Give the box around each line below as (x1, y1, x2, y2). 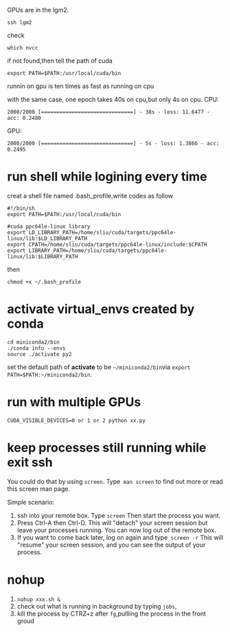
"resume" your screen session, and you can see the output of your (16, 540, 206, 549)
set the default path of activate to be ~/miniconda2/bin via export (7, 363, 191, 371)
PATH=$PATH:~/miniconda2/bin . (7, 370, 93, 378)
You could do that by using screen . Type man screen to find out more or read (7, 477, 223, 485)
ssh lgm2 (7, 19, 32, 26)
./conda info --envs (7, 344, 67, 352)
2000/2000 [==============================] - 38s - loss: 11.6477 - (7, 109, 211, 116)
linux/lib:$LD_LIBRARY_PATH (7, 235, 88, 242)
